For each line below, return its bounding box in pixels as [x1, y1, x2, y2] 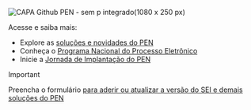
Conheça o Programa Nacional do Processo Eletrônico [19, 46, 198, 55]
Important [8, 70, 40, 79]
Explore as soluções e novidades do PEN [19, 38, 154, 47]
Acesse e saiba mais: [8, 23, 78, 31]
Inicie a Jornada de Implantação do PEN [19, 55, 151, 64]
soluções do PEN [8, 93, 65, 102]
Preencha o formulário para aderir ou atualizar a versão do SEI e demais [8, 85, 243, 94]
